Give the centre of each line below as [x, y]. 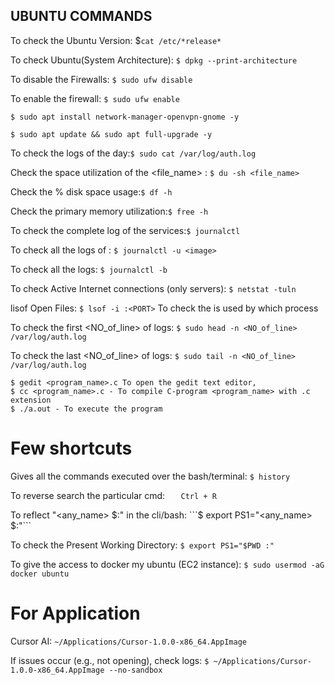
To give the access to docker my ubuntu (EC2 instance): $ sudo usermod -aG [167, 564]
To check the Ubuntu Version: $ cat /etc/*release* [116, 40]
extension [31, 400]
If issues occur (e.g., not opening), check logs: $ [110, 660]
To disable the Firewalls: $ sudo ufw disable [101, 79]
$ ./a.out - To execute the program [86, 409]
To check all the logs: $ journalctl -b [89, 269]
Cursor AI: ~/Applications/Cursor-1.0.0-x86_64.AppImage [128, 641]
